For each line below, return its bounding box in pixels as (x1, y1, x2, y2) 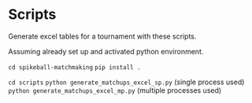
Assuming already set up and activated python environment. (8, 46, 204, 56)
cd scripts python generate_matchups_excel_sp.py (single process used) (8, 77, 245, 86)
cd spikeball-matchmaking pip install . (8, 63, 141, 72)
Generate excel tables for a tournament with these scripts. (8, 31, 197, 41)
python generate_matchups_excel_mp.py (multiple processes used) (8, 85, 222, 95)
